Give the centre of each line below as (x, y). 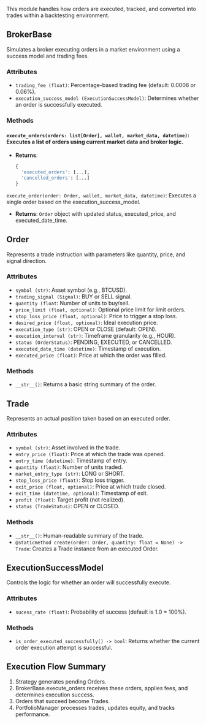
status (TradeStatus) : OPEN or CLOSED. (67, 506)
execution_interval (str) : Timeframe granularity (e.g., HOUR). (95, 335)
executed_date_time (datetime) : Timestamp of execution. (88, 348)
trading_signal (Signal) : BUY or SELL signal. (74, 296)
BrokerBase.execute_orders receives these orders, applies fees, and (101, 688)
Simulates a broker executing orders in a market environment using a (93, 49)
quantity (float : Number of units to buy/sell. (72, 303)
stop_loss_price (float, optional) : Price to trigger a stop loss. (96, 316)
